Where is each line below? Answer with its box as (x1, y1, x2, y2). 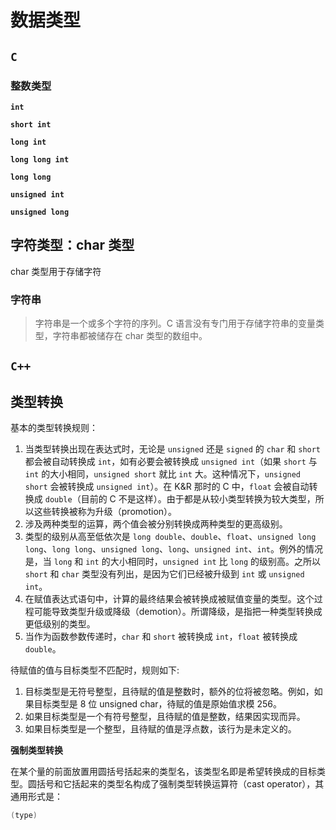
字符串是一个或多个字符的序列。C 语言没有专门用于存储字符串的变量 (34, 317, 316, 329)
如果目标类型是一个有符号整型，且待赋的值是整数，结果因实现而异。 (24, 711, 306, 723)
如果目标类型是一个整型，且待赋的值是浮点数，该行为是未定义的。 (24, 723, 297, 735)
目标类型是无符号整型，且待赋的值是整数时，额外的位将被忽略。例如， (24, 686, 315, 698)
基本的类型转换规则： (10, 422, 98, 434)
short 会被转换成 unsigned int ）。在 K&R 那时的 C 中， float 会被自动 (24, 481, 310, 493)
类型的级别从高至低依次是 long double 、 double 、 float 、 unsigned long (24, 531, 317, 543)
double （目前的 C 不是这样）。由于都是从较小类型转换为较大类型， (44, 493, 316, 505)
